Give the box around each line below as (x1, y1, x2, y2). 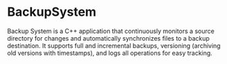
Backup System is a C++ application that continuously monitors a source (7, 27, 215, 35)
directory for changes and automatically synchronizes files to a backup (7, 34, 210, 42)
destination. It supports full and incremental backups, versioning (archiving (7, 41, 221, 50)
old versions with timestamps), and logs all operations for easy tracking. (7, 49, 212, 57)
